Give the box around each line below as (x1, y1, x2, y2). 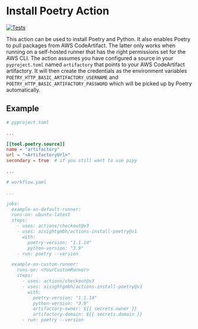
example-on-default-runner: (11, 206, 82, 213)
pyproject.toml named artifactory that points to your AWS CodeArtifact (6, 61, 185, 68)
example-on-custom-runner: (11, 262, 79, 267)
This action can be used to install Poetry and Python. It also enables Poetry (6, 35, 191, 42)
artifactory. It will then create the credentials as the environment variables (6, 67, 187, 74)
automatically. (6, 86, 41, 93)
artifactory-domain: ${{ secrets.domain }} (32, 312, 143, 318)
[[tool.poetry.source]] (6, 141, 66, 147)
